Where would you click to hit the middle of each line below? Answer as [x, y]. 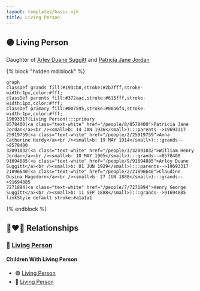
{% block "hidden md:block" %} [46, 71]
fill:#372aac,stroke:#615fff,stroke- [99, 98]
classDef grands [26, 88]
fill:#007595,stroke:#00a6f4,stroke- [99, 109]
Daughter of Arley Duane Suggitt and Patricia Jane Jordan [78, 60]
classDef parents [28, 98]
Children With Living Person [42, 259]
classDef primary [28, 109]
